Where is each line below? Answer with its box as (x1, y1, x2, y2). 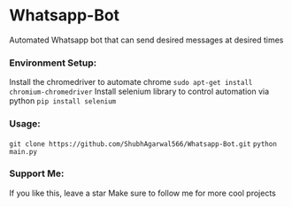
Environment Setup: (9, 57, 97, 69)
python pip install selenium (9, 96, 117, 106)
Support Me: (9, 167, 65, 180)
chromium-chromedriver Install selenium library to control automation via (9, 86, 270, 97)
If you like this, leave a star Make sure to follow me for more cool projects (9, 188, 276, 198)
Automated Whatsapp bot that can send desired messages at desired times (9, 34, 284, 45)
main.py (9, 147, 38, 156)
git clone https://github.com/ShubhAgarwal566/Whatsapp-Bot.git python (9, 139, 277, 149)
